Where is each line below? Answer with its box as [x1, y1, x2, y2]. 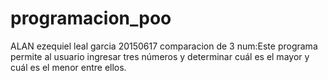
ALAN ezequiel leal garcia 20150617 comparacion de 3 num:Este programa [10, 40, 318, 52]
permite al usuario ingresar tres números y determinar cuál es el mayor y [10, 50, 310, 62]
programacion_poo [10, 7, 172, 30]
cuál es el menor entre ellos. [10, 61, 127, 73]
